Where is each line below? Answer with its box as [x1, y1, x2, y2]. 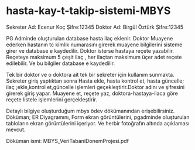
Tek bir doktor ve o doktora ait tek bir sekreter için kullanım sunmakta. [6, 71, 175, 78]
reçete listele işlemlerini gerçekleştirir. [6, 96, 98, 103]
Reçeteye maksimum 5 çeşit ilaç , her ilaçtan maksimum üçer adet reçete [6, 53, 182, 60]
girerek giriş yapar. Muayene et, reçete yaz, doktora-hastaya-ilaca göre [6, 90, 179, 97]
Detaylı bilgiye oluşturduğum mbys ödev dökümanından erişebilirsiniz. [6, 107, 175, 114]
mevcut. [6, 126, 26, 133]
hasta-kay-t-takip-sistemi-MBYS [6, 4, 171, 18]
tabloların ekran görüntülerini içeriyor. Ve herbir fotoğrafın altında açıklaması [6, 120, 190, 127]
